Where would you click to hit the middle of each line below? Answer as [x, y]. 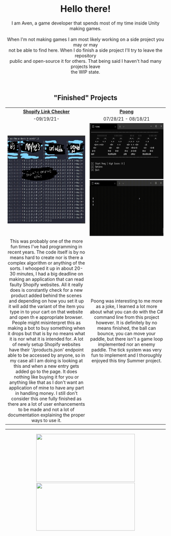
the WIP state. [85, 72]
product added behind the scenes [46, 295]
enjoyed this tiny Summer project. [126, 360]
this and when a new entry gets [46, 366]
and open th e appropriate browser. [46, 317]
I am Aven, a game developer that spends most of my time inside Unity [85, 23]
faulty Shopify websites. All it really [46, 285]
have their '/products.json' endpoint [46, 350]
